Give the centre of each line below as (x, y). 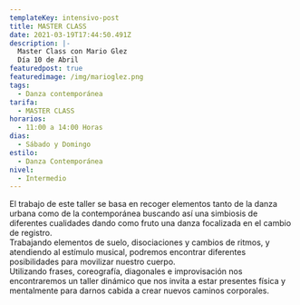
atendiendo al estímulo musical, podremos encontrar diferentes (128, 252)
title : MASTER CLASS (48, 26)
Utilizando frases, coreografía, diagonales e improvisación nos (126, 271)
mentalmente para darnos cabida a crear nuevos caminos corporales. (140, 290)
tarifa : (24, 102)
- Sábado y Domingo (54, 144)
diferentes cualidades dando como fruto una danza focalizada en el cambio (150, 223)
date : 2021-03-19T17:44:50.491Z (70, 34)
